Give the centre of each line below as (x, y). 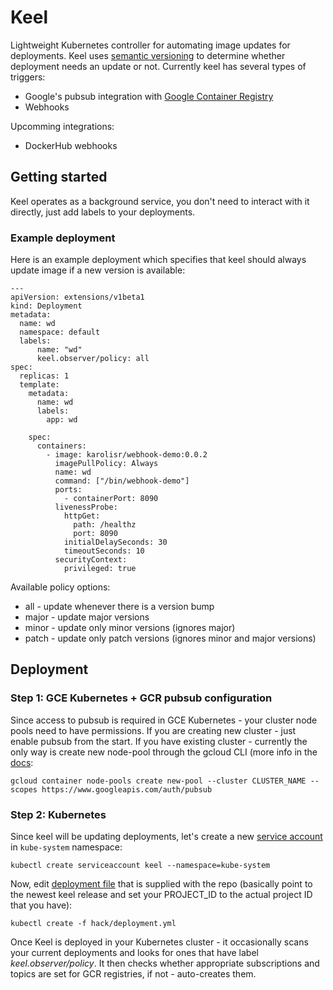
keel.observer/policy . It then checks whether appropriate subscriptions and (165, 963)
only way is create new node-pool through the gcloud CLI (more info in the (164, 752)
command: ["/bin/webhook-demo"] (122, 481)
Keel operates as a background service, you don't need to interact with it (160, 201)
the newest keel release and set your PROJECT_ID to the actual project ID (161, 895)
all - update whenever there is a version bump (119, 607)
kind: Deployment (46, 306)
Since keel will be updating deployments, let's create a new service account (166, 837)
